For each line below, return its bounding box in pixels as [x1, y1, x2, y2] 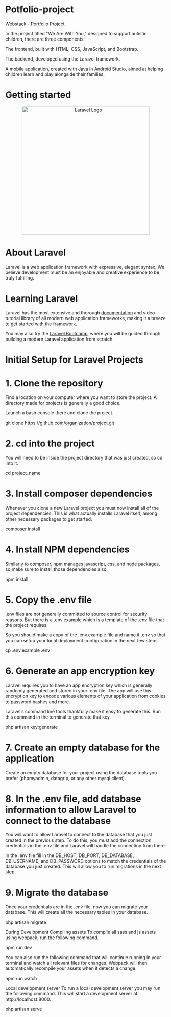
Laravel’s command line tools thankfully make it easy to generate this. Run [5, 708, 161, 714]
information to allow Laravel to [5, 804, 137, 815]
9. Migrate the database [5, 887, 109, 899]
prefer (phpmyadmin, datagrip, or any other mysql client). [5, 775, 126, 781]
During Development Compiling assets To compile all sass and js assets [5, 929, 156, 935]
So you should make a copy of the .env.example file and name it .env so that [5, 632, 166, 638]
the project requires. [5, 622, 48, 628]
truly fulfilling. [5, 274, 34, 281]
